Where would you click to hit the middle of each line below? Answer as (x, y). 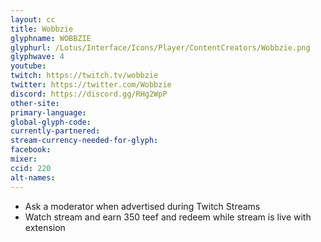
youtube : (28, 66)
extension (45, 227)
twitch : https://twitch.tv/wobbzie (84, 76)
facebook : (31, 150)
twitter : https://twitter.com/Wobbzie (91, 85)
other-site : (35, 103)
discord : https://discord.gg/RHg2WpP (89, 94)
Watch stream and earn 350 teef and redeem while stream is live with (168, 217)
